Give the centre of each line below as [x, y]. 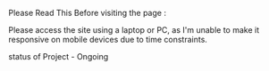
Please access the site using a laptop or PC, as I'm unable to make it [134, 30]
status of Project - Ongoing [59, 56]
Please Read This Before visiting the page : [88, 13]
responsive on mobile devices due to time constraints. [108, 39]
